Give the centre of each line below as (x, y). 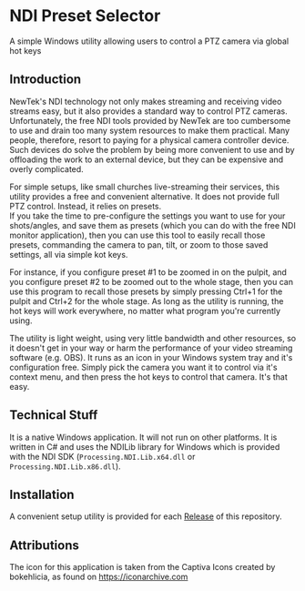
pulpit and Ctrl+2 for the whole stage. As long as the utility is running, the (147, 301)
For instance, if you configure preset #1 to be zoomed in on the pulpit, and (148, 272)
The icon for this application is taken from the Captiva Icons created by (142, 567)
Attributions (45, 545)
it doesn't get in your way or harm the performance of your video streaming (151, 348)
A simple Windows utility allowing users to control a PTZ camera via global (149, 41)
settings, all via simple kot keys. (69, 254)
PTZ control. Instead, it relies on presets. (86, 206)
